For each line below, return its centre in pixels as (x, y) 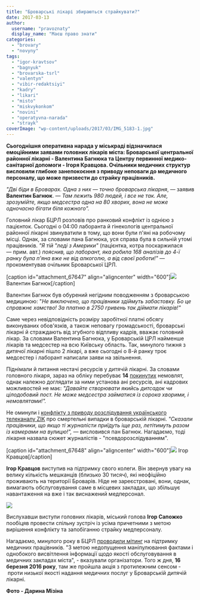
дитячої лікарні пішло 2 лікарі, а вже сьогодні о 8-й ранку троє (87, 351)
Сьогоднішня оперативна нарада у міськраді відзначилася (84, 146)
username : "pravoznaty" (41, 28)
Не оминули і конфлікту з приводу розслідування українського (87, 412)
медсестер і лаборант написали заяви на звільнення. (74, 358)
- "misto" (24, 101)
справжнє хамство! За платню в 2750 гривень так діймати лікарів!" (93, 307)
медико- (175, 159)
